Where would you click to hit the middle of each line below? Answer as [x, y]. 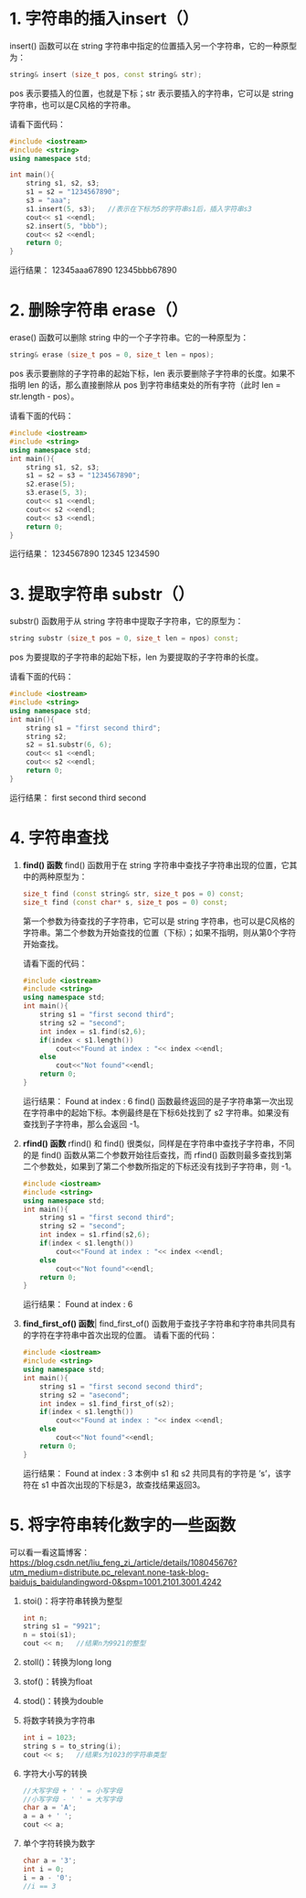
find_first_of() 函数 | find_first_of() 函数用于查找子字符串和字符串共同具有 [159, 1324]
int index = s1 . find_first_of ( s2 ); [107, 1404]
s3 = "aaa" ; [48, 201]
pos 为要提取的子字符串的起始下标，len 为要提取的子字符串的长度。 [137, 657]
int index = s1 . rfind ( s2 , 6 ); [95, 1235]
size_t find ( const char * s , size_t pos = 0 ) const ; [125, 902]
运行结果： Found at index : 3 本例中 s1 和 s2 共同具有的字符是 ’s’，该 [153, 1473]
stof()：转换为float [58, 1682]
